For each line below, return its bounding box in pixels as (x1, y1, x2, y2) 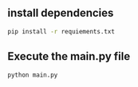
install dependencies (7, 6, 114, 20)
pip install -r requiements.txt (7, 27, 115, 35)
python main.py (7, 71, 58, 79)
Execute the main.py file (7, 49, 131, 63)
